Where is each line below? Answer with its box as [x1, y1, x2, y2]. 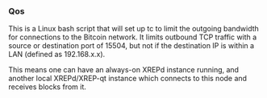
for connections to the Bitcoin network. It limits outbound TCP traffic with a [8, 32, 257, 42]
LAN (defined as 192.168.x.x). [8, 50, 106, 59]
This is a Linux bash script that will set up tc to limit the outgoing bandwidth [8, 24, 260, 34]
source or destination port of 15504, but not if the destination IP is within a [8, 41, 255, 51]
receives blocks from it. [8, 82, 87, 92]
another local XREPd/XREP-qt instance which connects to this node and [8, 74, 248, 84]
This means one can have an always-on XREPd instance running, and [8, 65, 240, 75]
